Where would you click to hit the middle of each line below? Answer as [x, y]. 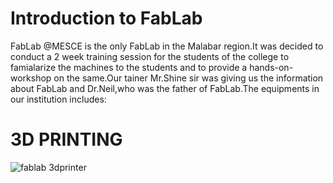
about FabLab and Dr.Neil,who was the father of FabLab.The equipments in [165, 88]
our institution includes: [58, 99]
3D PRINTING [66, 139]
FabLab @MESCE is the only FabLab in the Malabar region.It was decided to [167, 46]
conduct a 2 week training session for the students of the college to [150, 56]
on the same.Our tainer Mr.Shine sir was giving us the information [188, 78]
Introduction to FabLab [106, 18]
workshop [31, 78]
